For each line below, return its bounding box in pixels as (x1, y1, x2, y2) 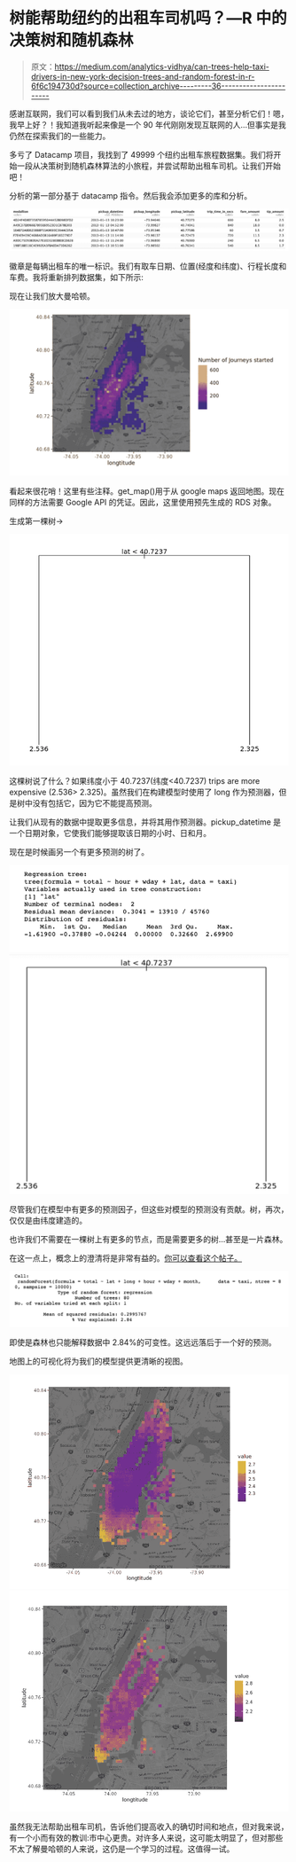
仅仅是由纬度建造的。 (9, 1216, 87, 1226)
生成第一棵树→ (9, 516, 64, 527)
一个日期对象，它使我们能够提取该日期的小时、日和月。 (9, 827, 211, 838)
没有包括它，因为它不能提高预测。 (32, 797, 157, 808)
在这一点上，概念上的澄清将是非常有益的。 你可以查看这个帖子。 (9, 1253, 242, 1263)
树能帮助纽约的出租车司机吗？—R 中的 (9, 8, 288, 28)
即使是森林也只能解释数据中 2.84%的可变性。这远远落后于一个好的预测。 (9, 1337, 277, 1348)
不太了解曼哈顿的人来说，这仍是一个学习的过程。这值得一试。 (9, 1843, 235, 1854)
